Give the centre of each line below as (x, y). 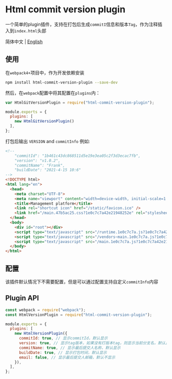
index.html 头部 (30, 31)
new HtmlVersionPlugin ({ (41, 334)
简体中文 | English (24, 42)
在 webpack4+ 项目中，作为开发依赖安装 (45, 72)
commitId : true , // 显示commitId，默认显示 (63, 338)
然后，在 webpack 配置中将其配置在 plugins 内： (53, 93)
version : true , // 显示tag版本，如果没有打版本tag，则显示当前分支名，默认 (92, 343)
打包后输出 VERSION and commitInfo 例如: (48, 141)
